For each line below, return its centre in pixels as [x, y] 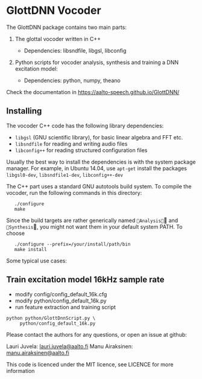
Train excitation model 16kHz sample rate [85, 280]
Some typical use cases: [37, 261]
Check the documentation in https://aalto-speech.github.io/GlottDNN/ [93, 92]
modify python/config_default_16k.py [61, 301]
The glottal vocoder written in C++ [58, 39]
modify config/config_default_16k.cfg [61, 294]
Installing [24, 111]
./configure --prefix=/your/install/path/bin [72, 244]
